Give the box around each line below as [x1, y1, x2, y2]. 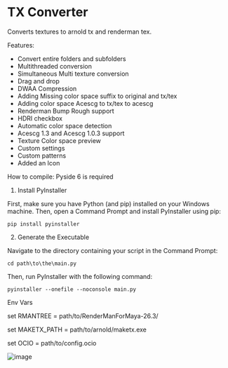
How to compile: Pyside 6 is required [7, 172, 114, 181]
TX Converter [7, 4, 88, 20]
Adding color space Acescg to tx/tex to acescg [17, 99, 154, 107]
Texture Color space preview [17, 136, 102, 144]
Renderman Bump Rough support [17, 107, 114, 115]
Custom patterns [17, 151, 67, 160]
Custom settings [17, 144, 65, 152]
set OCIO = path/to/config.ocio [7, 339, 97, 347]
